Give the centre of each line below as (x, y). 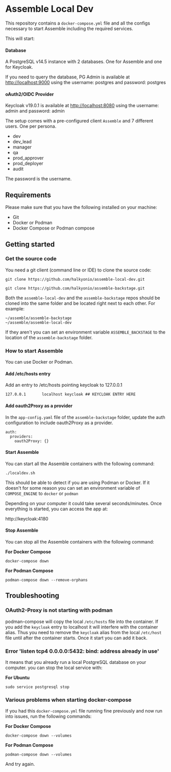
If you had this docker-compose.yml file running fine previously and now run (84, 711)
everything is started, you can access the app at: (57, 509)
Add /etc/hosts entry (28, 373)
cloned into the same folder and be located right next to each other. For (80, 303)
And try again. (20, 764)
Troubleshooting (32, 596)
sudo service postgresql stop (38, 687)
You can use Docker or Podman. (39, 362)
